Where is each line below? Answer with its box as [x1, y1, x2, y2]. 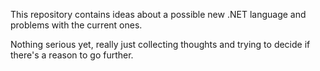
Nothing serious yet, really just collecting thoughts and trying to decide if [10, 39, 311, 50]
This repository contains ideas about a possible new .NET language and [10, 9, 307, 20]
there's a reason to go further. [10, 49, 134, 61]
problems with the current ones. [10, 19, 143, 31]
